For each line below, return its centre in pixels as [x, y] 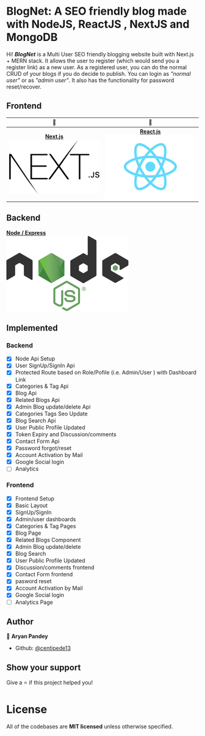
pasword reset [33, 581]
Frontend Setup [35, 498]
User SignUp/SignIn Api [45, 366]
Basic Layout [31, 505]
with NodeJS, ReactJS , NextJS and [98, 24]
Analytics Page [34, 602]
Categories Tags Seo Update [52, 414]
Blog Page [28, 533]
